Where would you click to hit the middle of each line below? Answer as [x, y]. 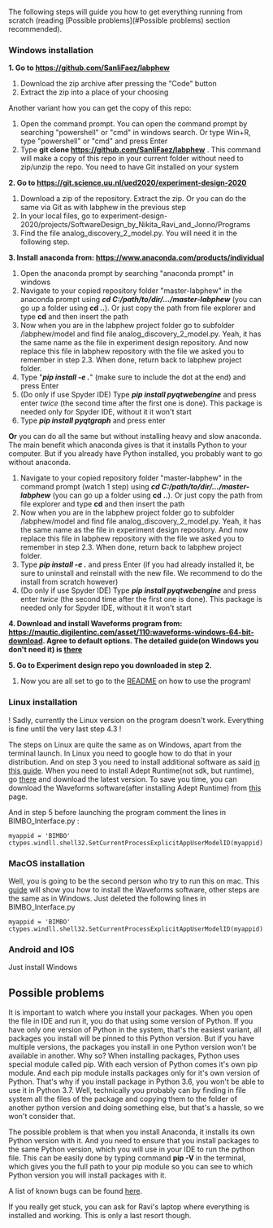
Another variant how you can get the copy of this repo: [100, 108]
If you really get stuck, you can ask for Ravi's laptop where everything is [129, 1207]
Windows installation [51, 50]
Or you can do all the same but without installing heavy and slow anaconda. [135, 436]
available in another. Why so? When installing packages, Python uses [124, 1055]
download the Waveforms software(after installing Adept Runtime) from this [135, 787]
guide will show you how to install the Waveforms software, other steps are [134, 889]
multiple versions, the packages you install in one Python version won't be [133, 1047]
